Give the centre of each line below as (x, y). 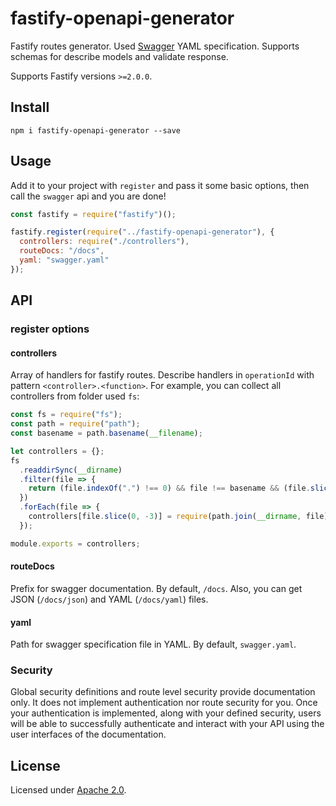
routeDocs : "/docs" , (62, 251)
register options (50, 329)
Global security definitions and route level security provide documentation (163, 692)
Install (30, 107)
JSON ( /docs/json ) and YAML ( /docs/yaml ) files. (109, 599)
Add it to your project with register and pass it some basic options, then (160, 185)
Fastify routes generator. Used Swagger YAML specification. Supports (155, 46)
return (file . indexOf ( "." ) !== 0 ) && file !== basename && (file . (169, 488)
